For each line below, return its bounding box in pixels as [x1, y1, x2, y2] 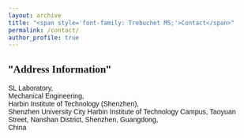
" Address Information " [8, 62, 111, 76]
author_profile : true [8, 33, 80, 42]
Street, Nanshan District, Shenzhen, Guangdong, [8, 115, 159, 125]
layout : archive [8, 11, 62, 20]
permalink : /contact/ [8, 26, 80, 34]
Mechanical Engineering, [8, 91, 84, 101]
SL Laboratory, [8, 84, 54, 93]
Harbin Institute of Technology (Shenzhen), [8, 99, 140, 109]
